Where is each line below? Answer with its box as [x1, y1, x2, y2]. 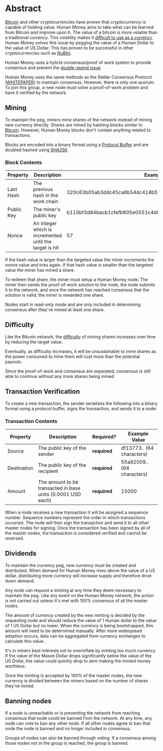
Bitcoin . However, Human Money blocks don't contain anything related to [5, 127, 151, 133]
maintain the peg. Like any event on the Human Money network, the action [5, 592, 154, 598]
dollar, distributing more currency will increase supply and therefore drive [5, 573, 152, 579]
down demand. [5, 578, 35, 583]
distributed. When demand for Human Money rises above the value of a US [5, 567, 155, 573]
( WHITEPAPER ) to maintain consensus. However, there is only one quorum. [5, 79, 155, 85]
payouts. [5, 358, 23, 364]
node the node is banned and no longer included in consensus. [5, 725, 131, 731]
